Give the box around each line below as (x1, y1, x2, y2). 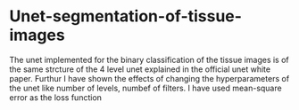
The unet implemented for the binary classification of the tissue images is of (9, 54, 290, 65)
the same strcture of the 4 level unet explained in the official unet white (9, 64, 270, 75)
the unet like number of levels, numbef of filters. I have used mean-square (9, 82, 283, 93)
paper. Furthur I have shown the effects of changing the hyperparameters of (9, 73, 290, 83)
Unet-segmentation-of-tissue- (9, 6, 243, 27)
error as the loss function (9, 91, 103, 103)
